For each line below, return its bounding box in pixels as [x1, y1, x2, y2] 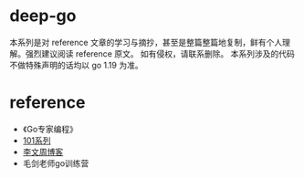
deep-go [9, 5, 77, 26]
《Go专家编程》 [22, 123, 79, 134]
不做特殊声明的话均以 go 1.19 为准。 [9, 59, 143, 70]
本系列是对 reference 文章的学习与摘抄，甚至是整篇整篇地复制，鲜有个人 [9, 37, 283, 47]
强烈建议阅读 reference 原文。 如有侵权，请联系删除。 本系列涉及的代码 [25, 47, 295, 59]
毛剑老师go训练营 [22, 157, 89, 169]
